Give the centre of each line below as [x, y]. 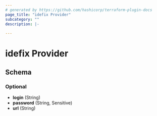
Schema [18, 72]
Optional [16, 86]
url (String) [24, 108]
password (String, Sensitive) [42, 103]
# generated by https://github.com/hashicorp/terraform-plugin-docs [79, 10]
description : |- [22, 24]
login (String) [26, 97]
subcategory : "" [22, 19]
